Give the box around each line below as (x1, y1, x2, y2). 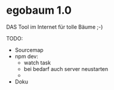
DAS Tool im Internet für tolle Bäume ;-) (6, 23, 103, 30)
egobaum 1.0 (6, 4, 72, 17)
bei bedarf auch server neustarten (23, 65, 109, 72)
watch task (23, 59, 51, 66)
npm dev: (14, 52, 39, 60)
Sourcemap (14, 46, 44, 54)
